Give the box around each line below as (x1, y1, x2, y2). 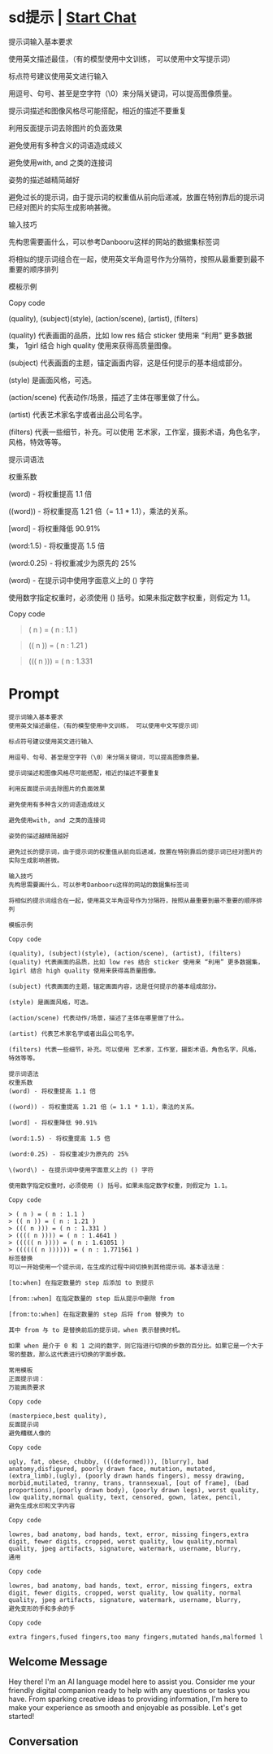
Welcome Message (8, 1655, 108, 1669)
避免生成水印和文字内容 (8, 1502, 76, 1510)
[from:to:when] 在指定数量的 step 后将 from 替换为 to (8, 1310, 184, 1318)
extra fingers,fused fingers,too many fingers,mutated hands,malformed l (8, 1633, 264, 1641)
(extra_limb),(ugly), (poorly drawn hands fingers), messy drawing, (8, 1472, 245, 1480)
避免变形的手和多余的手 (8, 1604, 76, 1613)
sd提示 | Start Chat (8, 8, 136, 27)
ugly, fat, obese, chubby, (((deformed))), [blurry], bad (8, 1457, 209, 1465)
